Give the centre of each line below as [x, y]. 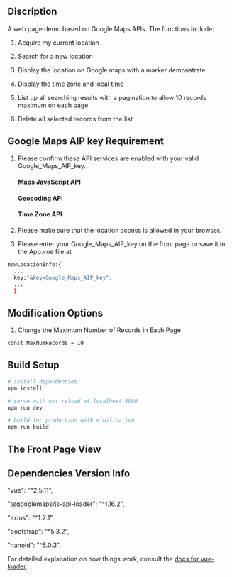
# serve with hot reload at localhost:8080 [73, 401]
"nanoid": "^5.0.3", [34, 545]
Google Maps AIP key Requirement [86, 141]
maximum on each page [53, 105]
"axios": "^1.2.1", [31, 518]
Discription [32, 12]
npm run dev [25, 407]
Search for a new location [55, 56]
